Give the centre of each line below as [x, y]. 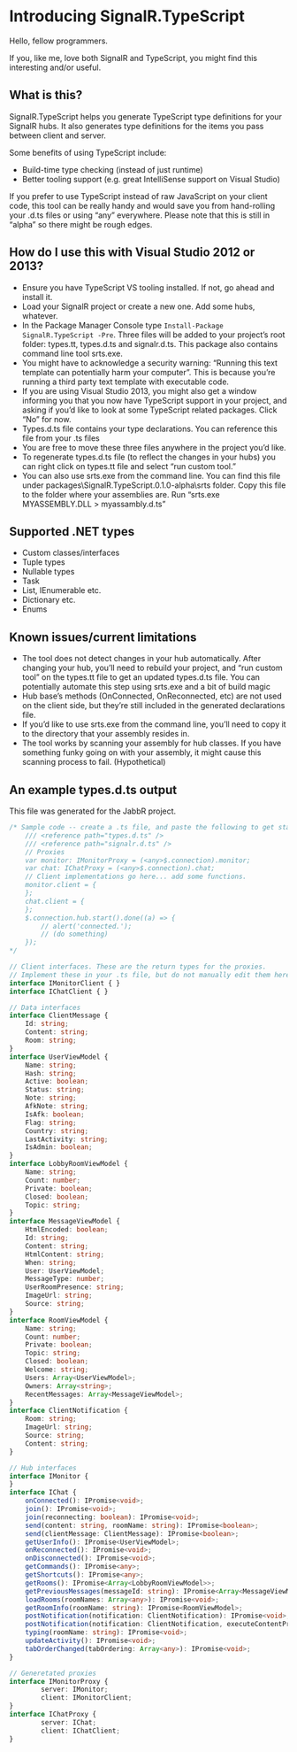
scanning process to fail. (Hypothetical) [94, 762]
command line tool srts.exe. [72, 353]
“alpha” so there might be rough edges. [81, 224]
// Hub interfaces [43, 1468]
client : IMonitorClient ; [87, 1698]
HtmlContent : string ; [65, 1254]
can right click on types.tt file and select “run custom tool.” [129, 466]
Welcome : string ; [57, 1370]
